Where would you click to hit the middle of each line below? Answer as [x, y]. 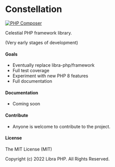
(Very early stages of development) [42, 42]
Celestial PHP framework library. [39, 33]
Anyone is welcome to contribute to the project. [61, 126]
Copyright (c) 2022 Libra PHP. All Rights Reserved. [57, 158]
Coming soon [26, 104]
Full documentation [32, 81]
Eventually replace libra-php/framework [53, 65]
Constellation [34, 9]
